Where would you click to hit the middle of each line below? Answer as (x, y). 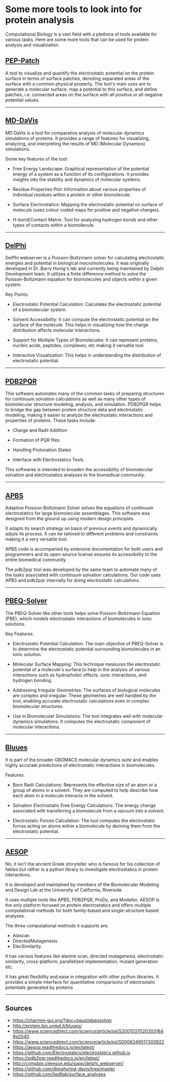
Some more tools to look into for (74, 9)
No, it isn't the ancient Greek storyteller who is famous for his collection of (83, 864)
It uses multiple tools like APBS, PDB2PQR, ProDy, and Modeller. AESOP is (82, 900)
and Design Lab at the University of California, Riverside (64, 890)
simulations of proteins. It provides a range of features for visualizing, (78, 138)
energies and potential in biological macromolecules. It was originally (77, 263)
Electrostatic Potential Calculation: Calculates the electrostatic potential (87, 304)
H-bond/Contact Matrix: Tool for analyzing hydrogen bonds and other (85, 219)
